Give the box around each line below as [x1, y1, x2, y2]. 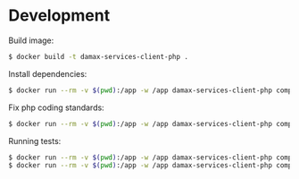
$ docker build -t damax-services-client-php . [8, 52, 189, 61]
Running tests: [8, 135, 62, 146]
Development [8, 5, 111, 26]
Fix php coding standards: [8, 102, 104, 113]
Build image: [8, 35, 54, 46]
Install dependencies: [8, 68, 87, 79]
